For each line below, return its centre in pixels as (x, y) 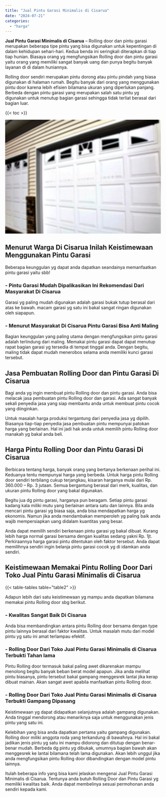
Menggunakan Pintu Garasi (48, 255)
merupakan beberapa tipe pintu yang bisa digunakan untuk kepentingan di (81, 46)
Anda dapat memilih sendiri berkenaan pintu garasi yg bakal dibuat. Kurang (82, 531)
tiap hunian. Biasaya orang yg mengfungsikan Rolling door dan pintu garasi (82, 57)
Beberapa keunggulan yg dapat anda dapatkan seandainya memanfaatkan (81, 267)
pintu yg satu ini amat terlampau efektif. (45, 636)
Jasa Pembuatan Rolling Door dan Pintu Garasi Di (82, 373)
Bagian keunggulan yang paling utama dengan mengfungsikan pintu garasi (81, 336)
